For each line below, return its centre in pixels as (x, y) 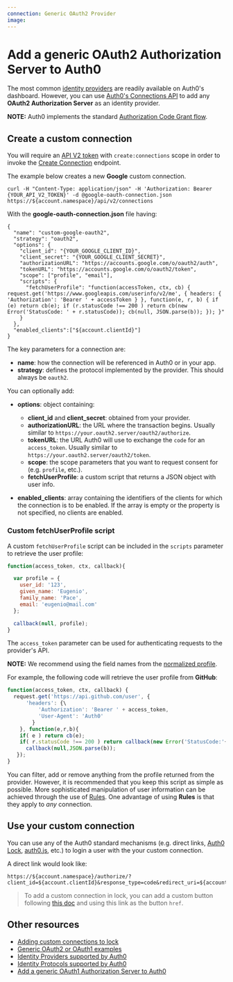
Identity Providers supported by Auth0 (72, 956)
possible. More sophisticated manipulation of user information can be (106, 789)
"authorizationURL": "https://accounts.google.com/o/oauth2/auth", (119, 264)
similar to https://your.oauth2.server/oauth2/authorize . (109, 433)
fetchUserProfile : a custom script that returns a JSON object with (122, 477)
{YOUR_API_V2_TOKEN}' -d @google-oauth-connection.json (89, 195)
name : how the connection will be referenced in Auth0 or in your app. (116, 363)
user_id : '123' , (43, 585)
